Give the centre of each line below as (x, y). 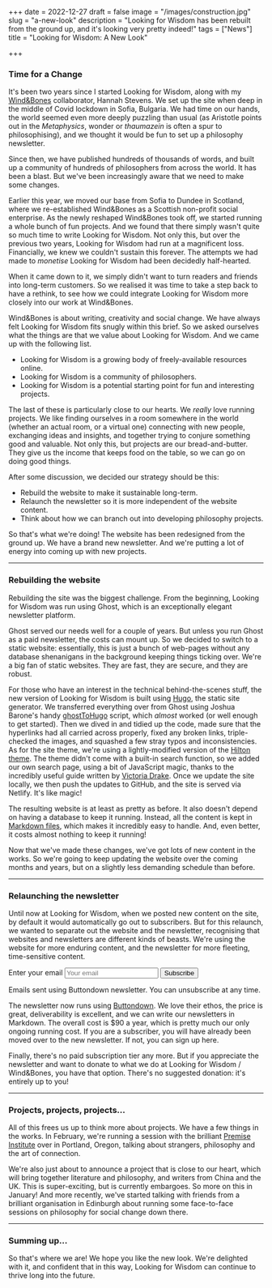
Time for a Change (46, 74)
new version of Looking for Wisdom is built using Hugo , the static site (124, 698)
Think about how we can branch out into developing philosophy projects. (142, 518)
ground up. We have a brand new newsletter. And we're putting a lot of (126, 543)
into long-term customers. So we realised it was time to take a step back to (134, 285)
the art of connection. (45, 1154)
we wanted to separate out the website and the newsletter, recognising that (134, 930)
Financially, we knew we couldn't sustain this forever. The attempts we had (133, 252)
